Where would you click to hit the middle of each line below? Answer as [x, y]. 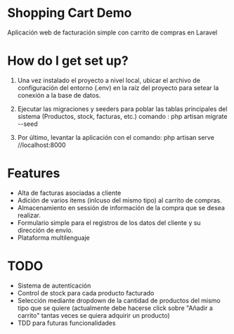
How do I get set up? [68, 61]
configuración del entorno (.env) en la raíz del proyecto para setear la [118, 88]
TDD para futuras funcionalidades [66, 323]
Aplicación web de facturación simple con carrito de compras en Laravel [112, 32]
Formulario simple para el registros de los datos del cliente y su [109, 222]
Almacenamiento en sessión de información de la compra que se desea [121, 207]
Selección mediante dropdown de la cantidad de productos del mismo [119, 300]
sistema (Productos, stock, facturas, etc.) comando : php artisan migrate [122, 116]
